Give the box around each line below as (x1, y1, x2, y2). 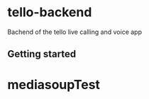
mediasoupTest (7, 76, 101, 93)
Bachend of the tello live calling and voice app (7, 28, 142, 36)
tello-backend (7, 4, 92, 21)
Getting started (7, 48, 77, 60)
